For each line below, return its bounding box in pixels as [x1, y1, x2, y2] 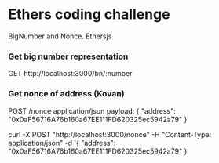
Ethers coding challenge [8, 5, 170, 24]
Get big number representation [8, 51, 129, 62]
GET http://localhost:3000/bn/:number [8, 69, 133, 78]
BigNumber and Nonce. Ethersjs [8, 31, 112, 41]
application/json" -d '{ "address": [8, 138, 116, 147]
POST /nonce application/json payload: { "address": [8, 106, 177, 115]
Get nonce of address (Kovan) [8, 89, 125, 100]
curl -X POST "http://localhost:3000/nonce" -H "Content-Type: [8, 129, 212, 139]
